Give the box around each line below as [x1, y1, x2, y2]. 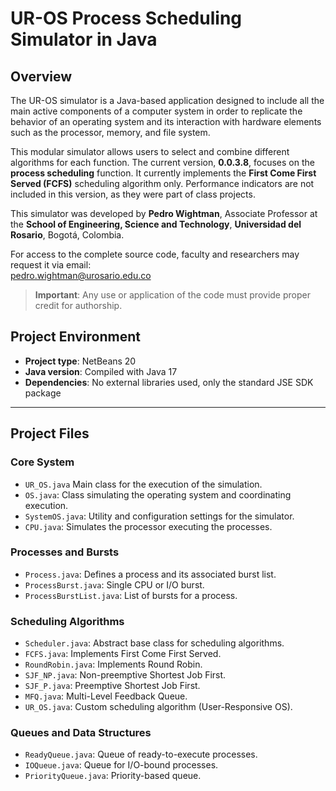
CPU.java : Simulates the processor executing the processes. [24, 520, 273, 532]
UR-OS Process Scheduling [10, 7, 243, 30]
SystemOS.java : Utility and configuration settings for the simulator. [24, 510, 295, 522]
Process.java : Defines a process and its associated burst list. [24, 568, 277, 580]
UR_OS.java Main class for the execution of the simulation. [24, 478, 263, 490]
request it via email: [10, 259, 92, 271]
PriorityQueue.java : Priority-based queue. [24, 770, 202, 782]
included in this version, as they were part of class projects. [10, 188, 256, 200]
